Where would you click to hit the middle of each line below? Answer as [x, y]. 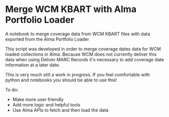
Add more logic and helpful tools [46, 104]
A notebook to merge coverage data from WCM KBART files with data [78, 34]
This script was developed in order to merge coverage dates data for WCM [83, 49]
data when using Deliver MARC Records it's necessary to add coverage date [85, 59]
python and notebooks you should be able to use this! [61, 80]
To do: [12, 89]
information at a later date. [33, 65]
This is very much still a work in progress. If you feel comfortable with [78, 74]
